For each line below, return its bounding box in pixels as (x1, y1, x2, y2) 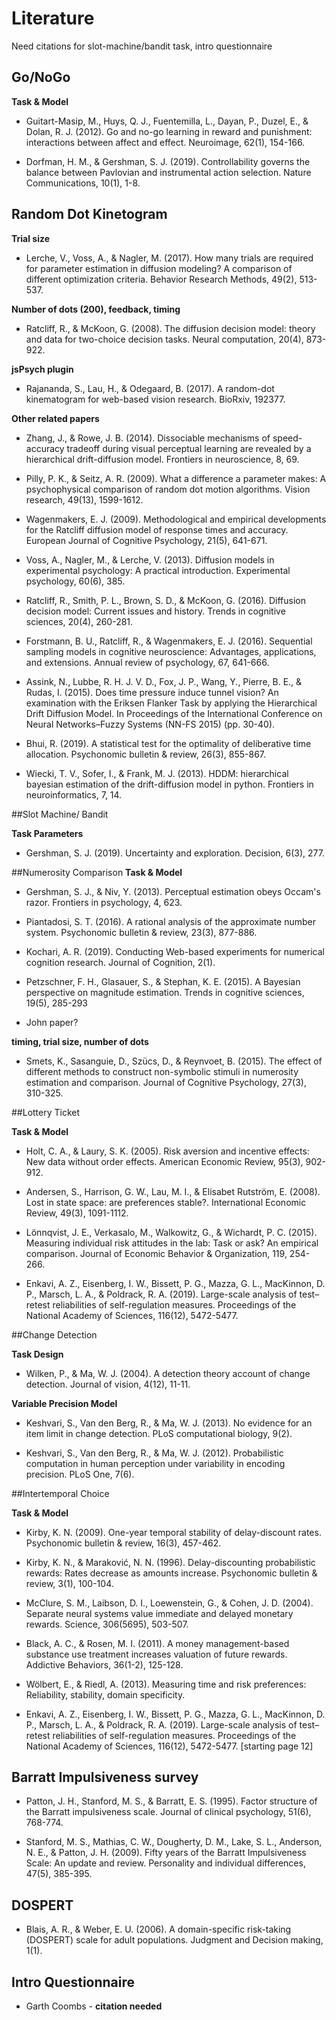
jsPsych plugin (11, 363, 74, 375)
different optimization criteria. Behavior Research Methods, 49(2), (25, 273, 298, 285)
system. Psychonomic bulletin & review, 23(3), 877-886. (25, 926, 258, 938)
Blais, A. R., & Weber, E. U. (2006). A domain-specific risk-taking (25, 1923, 292, 1936)
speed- (272, 432, 303, 444)
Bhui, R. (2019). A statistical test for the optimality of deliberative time (25, 737, 312, 749)
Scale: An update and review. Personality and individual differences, (25, 1857, 306, 1869)
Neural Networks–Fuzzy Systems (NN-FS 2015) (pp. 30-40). (25, 718, 276, 730)
